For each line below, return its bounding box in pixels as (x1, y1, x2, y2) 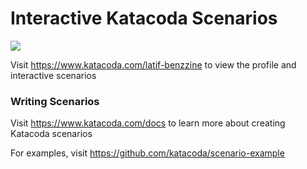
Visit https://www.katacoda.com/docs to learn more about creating (10, 117, 286, 129)
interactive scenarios (10, 69, 97, 81)
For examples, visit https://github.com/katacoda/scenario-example (10, 147, 285, 159)
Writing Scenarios (10, 94, 100, 108)
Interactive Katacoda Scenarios (10, 7, 278, 30)
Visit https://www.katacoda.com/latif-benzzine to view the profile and (10, 58, 297, 71)
